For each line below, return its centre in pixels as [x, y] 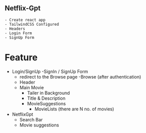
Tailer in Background [48, 93]
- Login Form [18, 33]
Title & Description [46, 98]
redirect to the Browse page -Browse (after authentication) [80, 77]
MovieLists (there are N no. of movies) [74, 109]
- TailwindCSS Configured [32, 24]
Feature [21, 57]
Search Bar [31, 119]
